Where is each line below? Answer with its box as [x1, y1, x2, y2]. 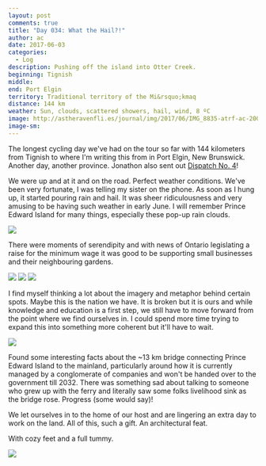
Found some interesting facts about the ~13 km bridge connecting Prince [8, 352, 247, 361]
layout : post [8, 11, 51, 20]
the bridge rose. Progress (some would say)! [8, 394, 154, 404]
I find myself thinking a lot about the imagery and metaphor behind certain [8, 288, 251, 298]
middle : [8, 78, 34, 86]
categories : [8, 48, 47, 56]
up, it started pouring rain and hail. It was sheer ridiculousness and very [8, 193, 243, 202]
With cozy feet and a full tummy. [8, 434, 114, 443]
